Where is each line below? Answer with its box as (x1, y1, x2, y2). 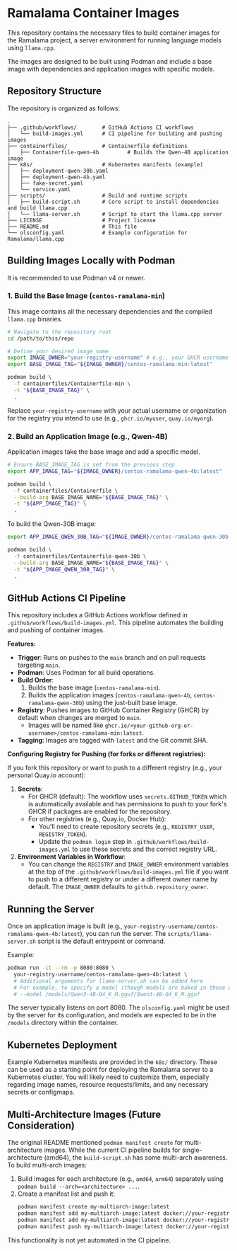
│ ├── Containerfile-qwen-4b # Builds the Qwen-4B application (7, 149, 229, 156)
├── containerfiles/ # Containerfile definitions (7, 142, 188, 149)
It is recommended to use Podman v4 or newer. (7, 273, 146, 282)
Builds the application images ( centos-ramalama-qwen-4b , (28, 691, 193, 699)
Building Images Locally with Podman (7, 255, 176, 267)
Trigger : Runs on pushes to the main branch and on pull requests (17, 653, 206, 662)
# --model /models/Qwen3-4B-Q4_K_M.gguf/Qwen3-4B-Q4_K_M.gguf (13, 990, 200, 998)
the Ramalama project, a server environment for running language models (7, 35, 222, 44)
